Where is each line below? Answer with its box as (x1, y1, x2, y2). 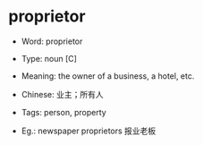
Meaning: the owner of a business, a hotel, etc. (21, 70, 195, 81)
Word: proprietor (21, 36, 83, 47)
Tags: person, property (21, 107, 106, 117)
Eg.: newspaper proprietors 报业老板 (21, 125, 156, 136)
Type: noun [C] (21, 53, 78, 64)
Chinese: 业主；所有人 (21, 89, 104, 99)
